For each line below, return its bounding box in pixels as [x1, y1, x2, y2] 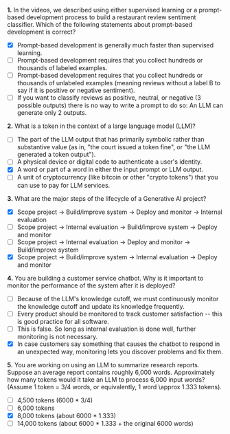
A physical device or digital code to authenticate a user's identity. [16, 158, 203, 166]
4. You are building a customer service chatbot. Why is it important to [7, 274, 204, 282]
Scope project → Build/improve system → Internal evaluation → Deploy [16, 252, 218, 261]
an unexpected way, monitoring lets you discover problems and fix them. [16, 347, 223, 356]
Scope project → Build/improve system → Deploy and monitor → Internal [16, 208, 222, 216]
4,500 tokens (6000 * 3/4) [16, 396, 93, 404]
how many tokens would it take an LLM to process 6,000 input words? [7, 376, 205, 384]
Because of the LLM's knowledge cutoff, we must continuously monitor [16, 294, 219, 303]
